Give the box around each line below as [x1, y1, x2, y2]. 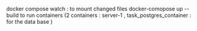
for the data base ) [6, 18, 53, 25]
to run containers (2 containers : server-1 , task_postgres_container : [20, 12, 192, 19]
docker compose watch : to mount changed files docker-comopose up [6, 5, 184, 12]
